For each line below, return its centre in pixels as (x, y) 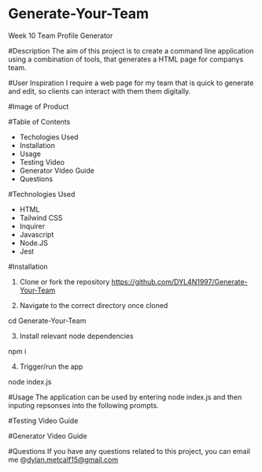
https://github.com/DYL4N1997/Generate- (179, 281)
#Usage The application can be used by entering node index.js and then (125, 397)
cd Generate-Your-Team (47, 321)
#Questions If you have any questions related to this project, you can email (129, 451)
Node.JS (34, 243)
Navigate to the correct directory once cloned (94, 305)
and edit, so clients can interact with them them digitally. (100, 91)
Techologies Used (49, 137)
